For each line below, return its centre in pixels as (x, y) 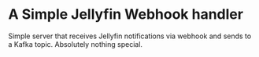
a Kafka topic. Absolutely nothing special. (76, 44)
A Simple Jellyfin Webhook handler (126, 14)
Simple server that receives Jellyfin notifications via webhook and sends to (130, 36)
